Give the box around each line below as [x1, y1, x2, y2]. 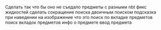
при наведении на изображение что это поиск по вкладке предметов [5, 15, 153, 20]
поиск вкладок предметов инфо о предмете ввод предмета [5, 19, 132, 25]
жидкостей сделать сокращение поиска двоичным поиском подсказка [5, 9, 157, 15]
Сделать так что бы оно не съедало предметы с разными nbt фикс [5, 4, 147, 10]
